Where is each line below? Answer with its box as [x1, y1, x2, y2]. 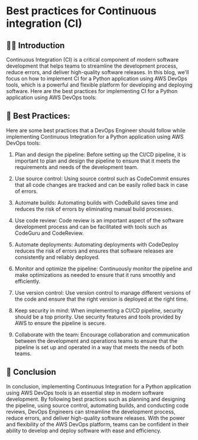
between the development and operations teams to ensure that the [14, 337, 178, 345]
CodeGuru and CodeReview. [14, 229, 84, 237]
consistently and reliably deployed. [14, 253, 100, 260]
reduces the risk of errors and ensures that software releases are [14, 247, 174, 254]
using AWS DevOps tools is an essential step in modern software [6, 389, 164, 396]
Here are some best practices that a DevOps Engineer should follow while [6, 126, 186, 134]
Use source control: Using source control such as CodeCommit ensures [14, 175, 190, 182]
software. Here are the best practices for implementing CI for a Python [6, 88, 178, 94]
